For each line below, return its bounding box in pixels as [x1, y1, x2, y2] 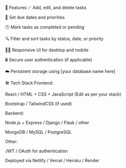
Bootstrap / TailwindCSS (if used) [5, 101, 72, 106]
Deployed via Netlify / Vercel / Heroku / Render [5, 158, 100, 163]
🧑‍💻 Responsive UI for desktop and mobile [5, 47, 89, 53]
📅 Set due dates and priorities [5, 15, 65, 20]
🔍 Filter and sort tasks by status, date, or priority [5, 36, 104, 42]
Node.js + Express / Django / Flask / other [5, 120, 89, 126]
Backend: [5, 110, 24, 116]
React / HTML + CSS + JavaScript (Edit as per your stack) [5, 91, 122, 97]
